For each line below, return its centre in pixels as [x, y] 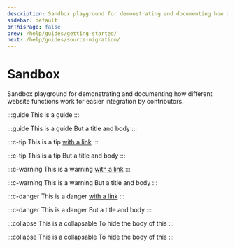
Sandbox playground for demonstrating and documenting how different [110, 94]
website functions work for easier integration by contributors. [95, 102]
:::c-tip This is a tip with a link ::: [53, 142]
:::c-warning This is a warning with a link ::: [69, 170]
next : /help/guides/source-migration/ [64, 40]
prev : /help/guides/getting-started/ [62, 33]
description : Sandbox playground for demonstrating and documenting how [115, 14]
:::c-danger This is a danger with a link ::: [66, 196]
